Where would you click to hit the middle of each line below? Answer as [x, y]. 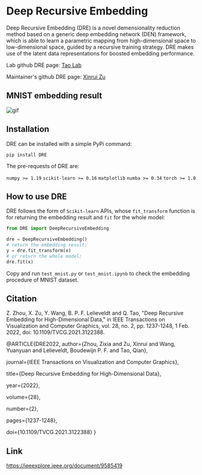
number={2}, [22, 409]
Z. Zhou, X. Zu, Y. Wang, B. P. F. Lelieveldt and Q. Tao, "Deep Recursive [95, 313]
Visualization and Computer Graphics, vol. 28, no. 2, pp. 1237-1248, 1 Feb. [98, 326]
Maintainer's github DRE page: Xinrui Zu [56, 77]
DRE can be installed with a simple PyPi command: [69, 143]
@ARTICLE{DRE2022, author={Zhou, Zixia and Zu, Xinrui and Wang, [91, 344]
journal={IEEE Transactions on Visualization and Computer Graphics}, [93, 362]
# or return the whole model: [44, 256]
